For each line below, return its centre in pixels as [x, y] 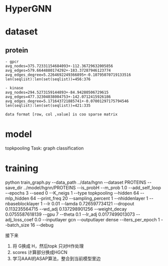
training [22, 168]
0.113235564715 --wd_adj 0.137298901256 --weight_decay [66, 209]
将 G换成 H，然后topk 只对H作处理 [48, 246]
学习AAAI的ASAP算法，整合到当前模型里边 [57, 258]
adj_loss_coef [19, 220]
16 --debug [42, 225]
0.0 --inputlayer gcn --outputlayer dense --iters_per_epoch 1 [97, 220]
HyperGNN [28, 9]
